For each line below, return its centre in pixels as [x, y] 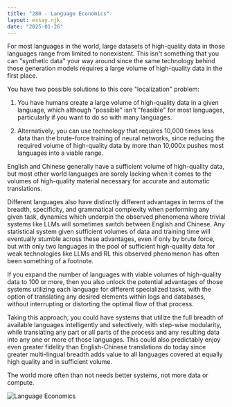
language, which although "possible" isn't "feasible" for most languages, [121, 110]
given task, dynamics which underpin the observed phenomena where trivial [116, 217]
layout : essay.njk [34, 20]
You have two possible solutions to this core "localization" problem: [103, 89]
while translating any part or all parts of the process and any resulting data [114, 332]
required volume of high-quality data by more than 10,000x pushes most [120, 146]
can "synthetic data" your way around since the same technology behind [111, 61]
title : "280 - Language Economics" [59, 14]
